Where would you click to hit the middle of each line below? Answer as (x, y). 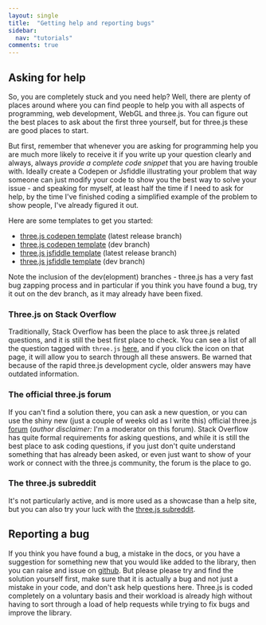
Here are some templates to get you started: (81, 221)
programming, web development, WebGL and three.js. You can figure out (128, 113)
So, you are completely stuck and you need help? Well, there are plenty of (129, 96)
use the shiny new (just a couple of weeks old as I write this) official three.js (133, 420)
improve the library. (40, 612)
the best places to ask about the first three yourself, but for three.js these (128, 122)
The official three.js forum (60, 395)
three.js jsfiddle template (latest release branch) (98, 252)
